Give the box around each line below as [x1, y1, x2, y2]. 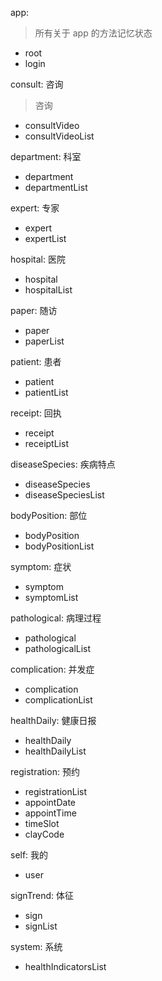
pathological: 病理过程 [10, 612, 102, 624]
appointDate [24, 797, 77, 808]
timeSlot [24, 818, 60, 829]
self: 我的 [10, 849, 49, 861]
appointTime [24, 807, 77, 819]
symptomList [24, 592, 79, 603]
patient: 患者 [10, 356, 62, 367]
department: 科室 [10, 151, 82, 162]
